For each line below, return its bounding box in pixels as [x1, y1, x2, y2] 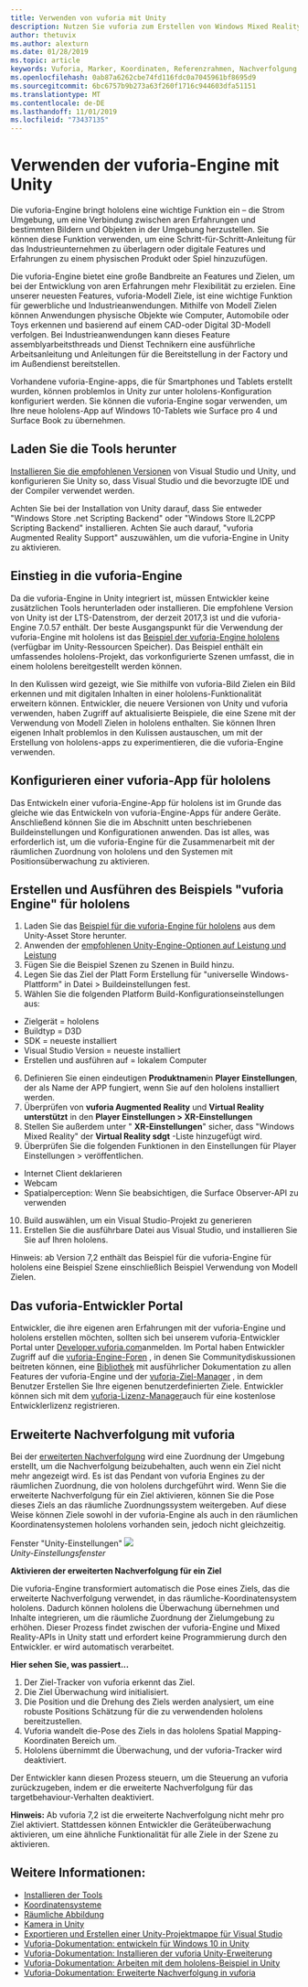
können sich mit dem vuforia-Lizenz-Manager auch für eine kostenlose [10, 1391, 276, 1402]
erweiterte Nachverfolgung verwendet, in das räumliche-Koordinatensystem [10, 1593, 297, 1604]
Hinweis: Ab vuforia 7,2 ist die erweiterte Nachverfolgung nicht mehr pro [10, 1809, 284, 1821]
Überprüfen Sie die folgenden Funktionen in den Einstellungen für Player [23, 1141, 297, 1152]
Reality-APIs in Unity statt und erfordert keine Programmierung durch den [10, 1631, 287, 1642]
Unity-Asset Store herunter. [23, 930, 127, 941]
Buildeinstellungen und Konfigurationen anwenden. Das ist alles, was [10, 826, 271, 837]
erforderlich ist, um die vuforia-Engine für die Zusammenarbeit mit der [10, 836, 275, 847]
